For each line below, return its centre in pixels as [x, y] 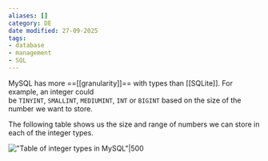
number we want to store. [51, 108]
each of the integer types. [51, 132]
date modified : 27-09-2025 [53, 30]
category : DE [30, 23]
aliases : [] [28, 16]
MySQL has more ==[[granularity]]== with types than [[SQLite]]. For [121, 83]
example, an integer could [51, 91]
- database [26, 46]
